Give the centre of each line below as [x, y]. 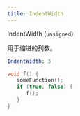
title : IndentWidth [35, 14]
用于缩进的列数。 [32, 48]
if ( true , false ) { [45, 87]
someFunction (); [40, 80]
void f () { [23, 74]
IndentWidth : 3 [29, 61]
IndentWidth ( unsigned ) [40, 34]
